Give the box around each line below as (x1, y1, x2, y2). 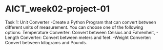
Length (5, 35, 20, 40)
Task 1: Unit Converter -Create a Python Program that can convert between (5, 19, 156, 25)
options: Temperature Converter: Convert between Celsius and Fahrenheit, (5, 29, 155, 35)
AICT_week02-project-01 (5, 3, 110, 14)
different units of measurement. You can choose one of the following (5, 24, 143, 30)
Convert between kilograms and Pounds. (5, 39, 87, 45)
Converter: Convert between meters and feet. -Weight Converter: (20, 35, 151, 40)
